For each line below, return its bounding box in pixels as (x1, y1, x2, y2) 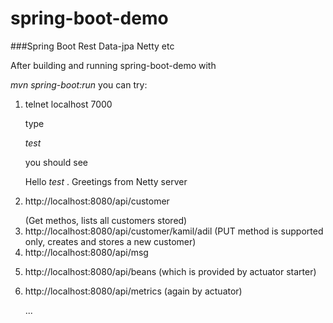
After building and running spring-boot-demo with (10, 59, 217, 71)
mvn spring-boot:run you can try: (10, 78, 148, 91)
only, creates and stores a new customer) (24, 235, 197, 247)
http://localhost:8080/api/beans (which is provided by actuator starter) (24, 265, 317, 277)
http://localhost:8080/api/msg (24, 246, 149, 258)
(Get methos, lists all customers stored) (24, 214, 188, 226)
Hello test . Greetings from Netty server (24, 175, 188, 187)
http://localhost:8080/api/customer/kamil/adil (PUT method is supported (24, 225, 324, 237)
